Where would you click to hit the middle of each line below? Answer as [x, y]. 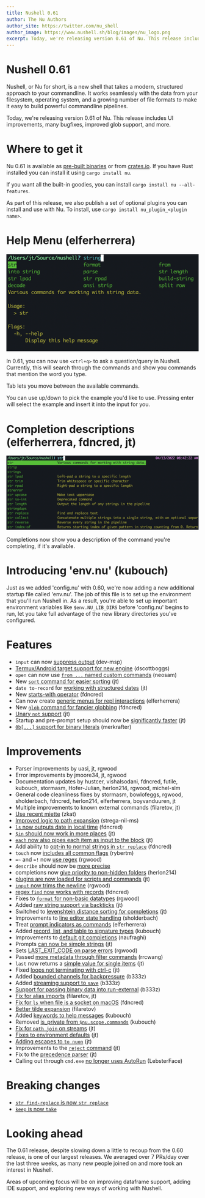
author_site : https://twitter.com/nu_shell [63, 26]
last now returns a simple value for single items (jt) [80, 963]
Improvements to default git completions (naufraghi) [81, 937]
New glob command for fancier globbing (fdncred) [78, 707]
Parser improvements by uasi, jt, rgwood [66, 768]
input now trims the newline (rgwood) [63, 885]
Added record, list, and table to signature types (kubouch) [88, 931]
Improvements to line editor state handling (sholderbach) [87, 918]
